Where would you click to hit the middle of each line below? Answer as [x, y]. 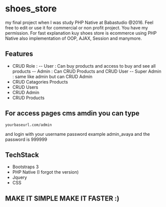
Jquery [20, 178]
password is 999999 [26, 139]
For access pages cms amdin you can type [72, 113]
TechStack [22, 155]
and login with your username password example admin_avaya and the [78, 134]
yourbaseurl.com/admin [28, 125]
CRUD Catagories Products [40, 82]
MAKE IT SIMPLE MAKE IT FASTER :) [62, 198]
